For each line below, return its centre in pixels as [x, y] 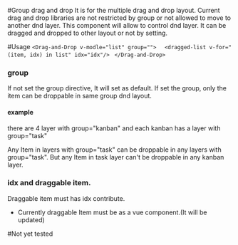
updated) [31, 219]
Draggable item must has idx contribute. [66, 198]
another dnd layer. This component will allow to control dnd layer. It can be [117, 25]
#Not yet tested [30, 234]
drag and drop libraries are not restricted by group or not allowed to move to [119, 18]
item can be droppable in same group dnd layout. [79, 96]
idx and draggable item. [49, 183]
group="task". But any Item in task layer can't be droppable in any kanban [116, 157]
